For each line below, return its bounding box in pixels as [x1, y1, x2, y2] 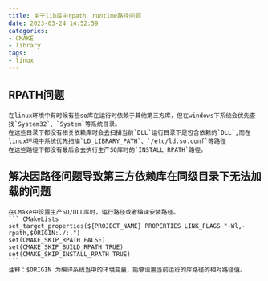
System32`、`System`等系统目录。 [18, 120, 121, 128]
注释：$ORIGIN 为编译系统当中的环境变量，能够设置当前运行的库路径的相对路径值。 [8, 266, 246, 274]
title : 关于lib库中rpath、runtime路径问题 [8, 11, 142, 20]
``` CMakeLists [8, 214, 59, 223]
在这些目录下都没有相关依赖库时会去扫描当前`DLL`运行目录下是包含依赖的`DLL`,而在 [8, 128, 251, 136]
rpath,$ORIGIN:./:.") [8, 229, 81, 237]
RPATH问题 [8, 88, 65, 102]
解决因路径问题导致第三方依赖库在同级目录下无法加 [8, 169, 262, 183]
